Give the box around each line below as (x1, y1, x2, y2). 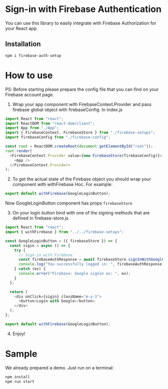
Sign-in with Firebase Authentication (5, 3, 161, 15)
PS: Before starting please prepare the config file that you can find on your (5, 86, 159, 92)
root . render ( (5, 148, 32, 153)
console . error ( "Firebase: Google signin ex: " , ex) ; (18, 271, 131, 276)
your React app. (5, 25, 38, 31)
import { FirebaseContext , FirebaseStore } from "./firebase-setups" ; (5, 130, 155, 135)
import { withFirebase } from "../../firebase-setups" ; (5, 229, 124, 234)
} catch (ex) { (14, 266, 46, 271)
